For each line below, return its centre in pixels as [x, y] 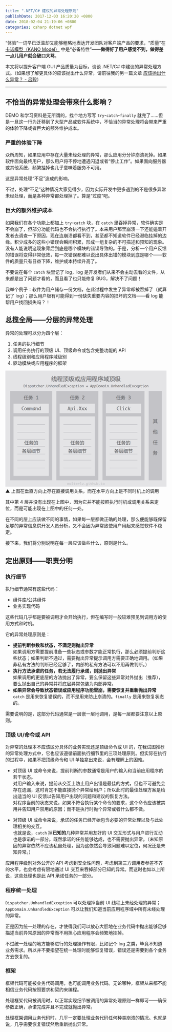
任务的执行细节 [28, 344]
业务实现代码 [26, 606]
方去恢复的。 [19, 956]
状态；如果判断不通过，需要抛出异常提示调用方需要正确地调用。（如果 [90, 658]
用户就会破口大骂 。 [39, 56]
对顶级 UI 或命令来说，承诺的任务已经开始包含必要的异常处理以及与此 [86, 820]
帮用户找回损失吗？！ [28, 302]
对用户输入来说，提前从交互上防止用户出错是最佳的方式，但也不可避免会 [89, 783]
